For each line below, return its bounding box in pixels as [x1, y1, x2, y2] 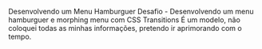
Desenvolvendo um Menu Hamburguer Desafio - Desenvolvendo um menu [8, 7, 254, 16]
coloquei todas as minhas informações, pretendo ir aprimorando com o [8, 24, 242, 32]
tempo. [8, 32, 32, 41]
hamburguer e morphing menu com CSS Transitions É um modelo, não [8, 15, 241, 24]
